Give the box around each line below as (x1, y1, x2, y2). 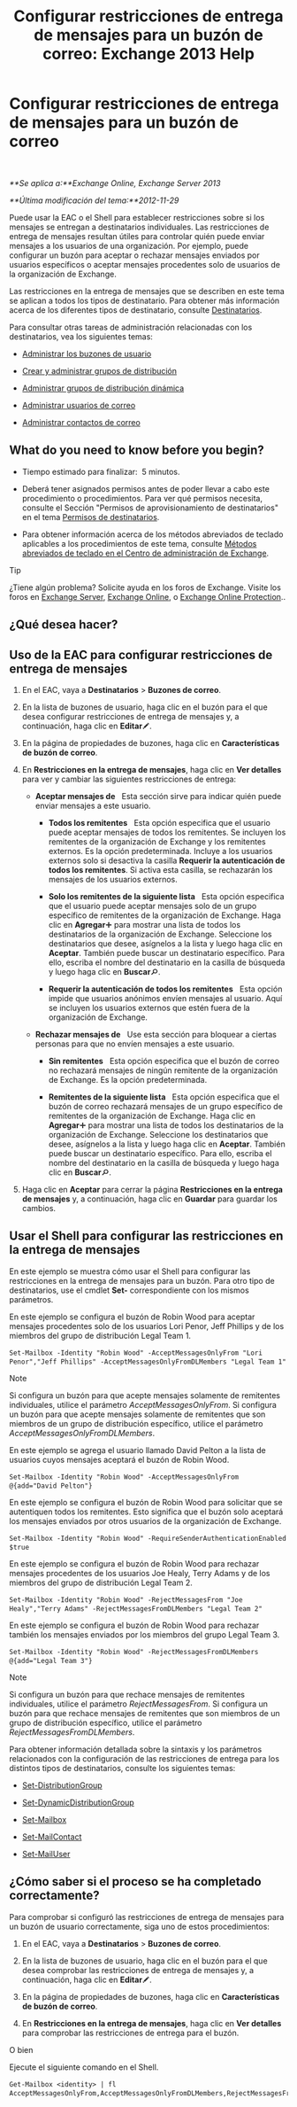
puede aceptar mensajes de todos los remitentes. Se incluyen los (48, 827, 286, 837)
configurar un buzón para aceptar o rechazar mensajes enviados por (9, 250, 261, 260)
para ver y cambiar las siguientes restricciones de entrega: (21, 774, 237, 784)
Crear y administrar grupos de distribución (21, 365, 178, 376)
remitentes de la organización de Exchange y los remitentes (48, 836, 267, 847)
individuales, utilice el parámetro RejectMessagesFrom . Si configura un (9, 1699, 268, 1709)
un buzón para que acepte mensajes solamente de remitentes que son (9, 1409, 266, 1419)
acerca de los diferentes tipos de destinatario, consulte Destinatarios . (9, 304, 263, 315)
